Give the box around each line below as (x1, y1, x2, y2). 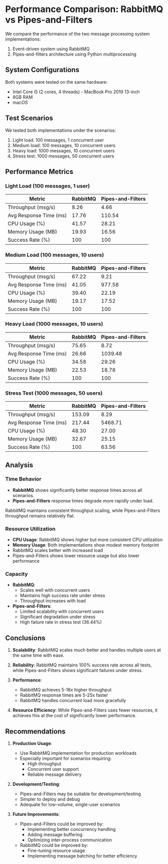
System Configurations (5, 66, 79, 74)
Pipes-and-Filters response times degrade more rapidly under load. (12, 497, 154, 503)
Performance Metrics (5, 167, 74, 176)
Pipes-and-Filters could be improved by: (20, 821, 104, 827)
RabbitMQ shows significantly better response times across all (12, 487, 142, 493)
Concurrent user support (27, 766, 79, 772)
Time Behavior (5, 475, 42, 482)
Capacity (5, 571, 28, 578)
